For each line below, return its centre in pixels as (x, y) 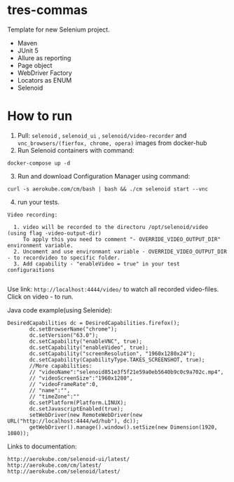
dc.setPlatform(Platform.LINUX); (78, 402)
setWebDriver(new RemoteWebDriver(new (85, 415)
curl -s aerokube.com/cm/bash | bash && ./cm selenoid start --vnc (108, 189)
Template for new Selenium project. (58, 29)
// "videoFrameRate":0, (64, 384)
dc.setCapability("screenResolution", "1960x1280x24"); (112, 353)
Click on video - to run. (40, 296)
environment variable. (40, 245)
